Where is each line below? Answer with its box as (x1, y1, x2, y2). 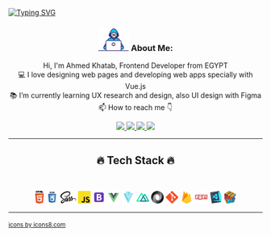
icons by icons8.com (8, 221, 66, 230)
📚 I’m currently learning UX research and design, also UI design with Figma (9, 91, 262, 100)
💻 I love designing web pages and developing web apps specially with (18, 70, 253, 80)
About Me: (131, 42, 173, 53)
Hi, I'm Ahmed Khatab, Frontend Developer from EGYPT (43, 61, 228, 70)
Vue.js (124, 82, 147, 91)
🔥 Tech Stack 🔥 (96, 154, 175, 167)
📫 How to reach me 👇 (98, 103, 173, 112)
